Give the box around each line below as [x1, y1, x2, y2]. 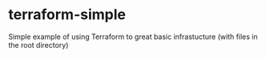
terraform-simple [8, 6, 127, 24]
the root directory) [8, 40, 69, 49]
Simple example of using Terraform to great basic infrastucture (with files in [8, 32, 258, 41]
